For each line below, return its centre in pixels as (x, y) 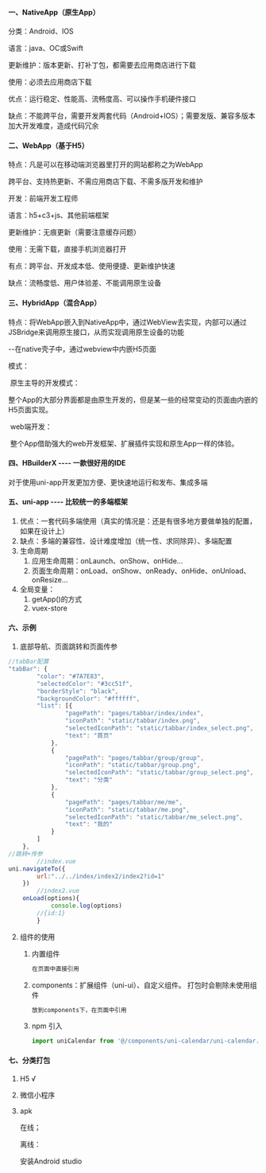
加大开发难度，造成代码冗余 (54, 126)
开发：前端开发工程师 (43, 198)
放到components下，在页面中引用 (79, 1010)
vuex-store (49, 608)
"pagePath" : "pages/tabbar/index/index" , (134, 713)
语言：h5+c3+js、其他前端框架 (59, 216)
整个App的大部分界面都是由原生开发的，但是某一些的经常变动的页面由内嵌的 (133, 399)
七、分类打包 (29, 1060)
